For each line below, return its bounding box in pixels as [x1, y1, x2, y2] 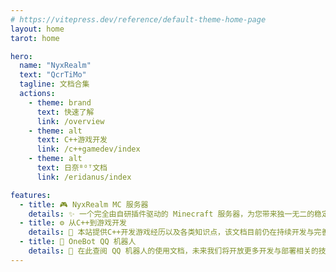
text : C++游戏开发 [36, 135, 108, 145]
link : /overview [36, 116, 105, 126]
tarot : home [10, 33, 60, 43]
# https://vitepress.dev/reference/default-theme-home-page [10, 14, 267, 25]
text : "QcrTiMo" [19, 70, 87, 80]
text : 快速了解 [36, 107, 95, 117]
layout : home [10, 24, 65, 34]
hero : [10, 51, 33, 61]
